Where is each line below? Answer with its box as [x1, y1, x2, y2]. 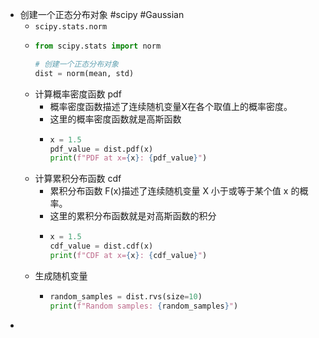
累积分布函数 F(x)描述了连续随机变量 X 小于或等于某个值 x [49, 185, 289, 197]
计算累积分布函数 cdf [34, 173, 122, 185]
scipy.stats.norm [34, 22, 108, 32]
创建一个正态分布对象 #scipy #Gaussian [19, 9, 185, 20]
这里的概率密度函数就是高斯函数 [49, 113, 182, 125]
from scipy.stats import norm [34, 41, 162, 51]
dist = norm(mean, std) [34, 68, 135, 78]
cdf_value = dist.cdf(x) [49, 241, 154, 252]
